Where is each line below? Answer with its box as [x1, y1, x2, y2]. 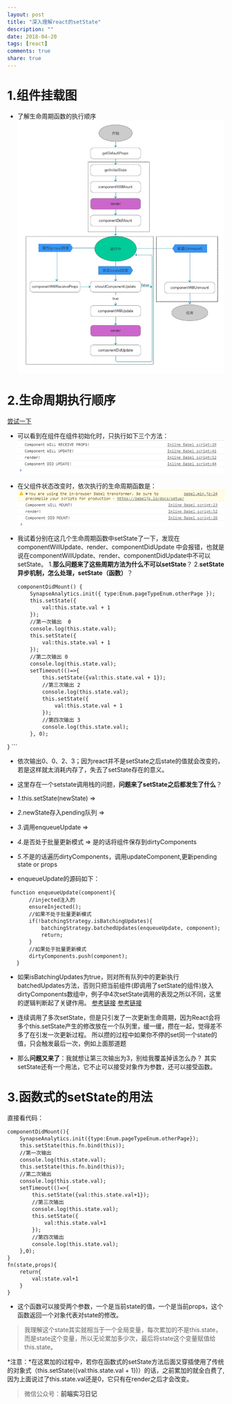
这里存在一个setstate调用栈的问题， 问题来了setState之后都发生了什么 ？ [17, 781, 222, 789]
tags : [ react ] [7, 40, 48, 48]
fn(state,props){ [7, 1261, 57, 1269]
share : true [7, 55, 41, 62]
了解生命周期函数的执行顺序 [17, 111, 97, 120]
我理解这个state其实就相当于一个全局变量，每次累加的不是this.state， [23, 1326, 222, 1334]
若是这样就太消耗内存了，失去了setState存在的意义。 [17, 765, 168, 774]
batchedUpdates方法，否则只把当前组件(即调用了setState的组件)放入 [17, 981, 214, 990]
